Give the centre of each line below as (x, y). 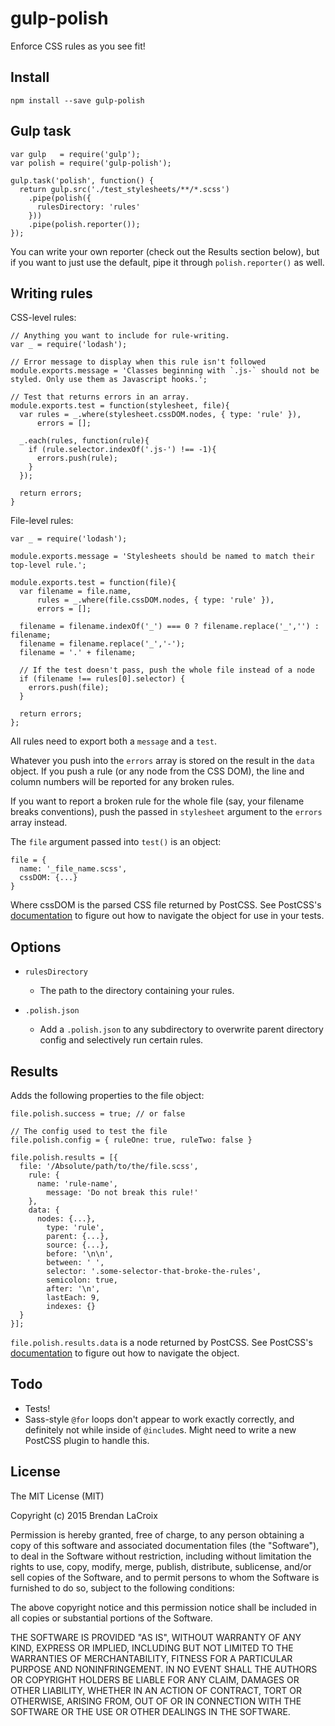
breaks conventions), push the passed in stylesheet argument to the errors (166, 812)
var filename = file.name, (75, 592)
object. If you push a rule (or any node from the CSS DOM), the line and (157, 771)
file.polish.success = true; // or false (98, 1114)
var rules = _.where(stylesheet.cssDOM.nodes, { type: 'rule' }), (160, 415)
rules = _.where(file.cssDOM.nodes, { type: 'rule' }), (155, 600)
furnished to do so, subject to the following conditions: (122, 1588)
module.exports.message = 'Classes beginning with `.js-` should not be (165, 371)
